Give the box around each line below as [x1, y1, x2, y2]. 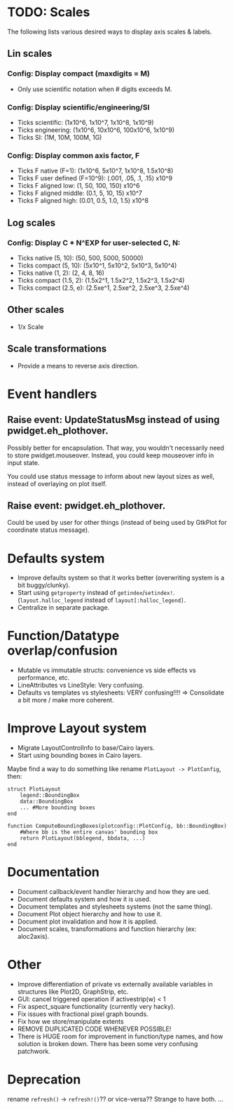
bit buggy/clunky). [17, 581, 71, 589]
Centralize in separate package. [17, 603, 110, 612]
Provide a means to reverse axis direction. [17, 361, 139, 370]
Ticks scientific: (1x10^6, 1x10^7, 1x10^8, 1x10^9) [17, 118, 154, 126]
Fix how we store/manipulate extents [17, 1017, 124, 1026]
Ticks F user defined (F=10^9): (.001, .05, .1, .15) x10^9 [17, 174, 173, 182]
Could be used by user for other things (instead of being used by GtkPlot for [7, 519, 227, 527]
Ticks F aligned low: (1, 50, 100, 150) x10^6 [17, 182, 140, 190]
